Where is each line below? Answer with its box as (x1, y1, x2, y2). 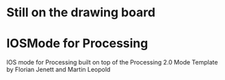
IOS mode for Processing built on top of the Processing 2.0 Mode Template (6, 58, 218, 66)
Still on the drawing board (6, 5, 156, 20)
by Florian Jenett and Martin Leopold (6, 66, 111, 74)
